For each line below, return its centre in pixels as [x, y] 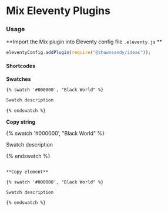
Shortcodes [21, 66]
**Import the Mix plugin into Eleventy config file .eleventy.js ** [84, 42]
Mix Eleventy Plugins [58, 11]
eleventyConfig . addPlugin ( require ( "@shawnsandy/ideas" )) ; [78, 53]
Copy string [21, 122]
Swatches [19, 79]
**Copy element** [27, 172]
